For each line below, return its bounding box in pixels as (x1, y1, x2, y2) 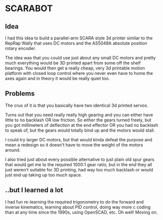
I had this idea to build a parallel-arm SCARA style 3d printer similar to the (5, 35, 153, 41)
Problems (5, 89, 35, 98)
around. (5, 147, 21, 153)
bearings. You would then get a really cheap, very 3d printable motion (5, 65, 145, 71)
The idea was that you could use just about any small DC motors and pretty (5, 55, 156, 61)
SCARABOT (5, 3, 53, 14)
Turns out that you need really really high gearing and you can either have (5, 112, 153, 118)
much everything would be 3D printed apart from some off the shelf (5, 60, 141, 66)
